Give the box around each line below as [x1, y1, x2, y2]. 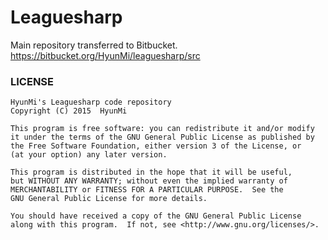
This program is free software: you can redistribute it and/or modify [10, 124, 315, 134]
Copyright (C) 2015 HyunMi [10, 106, 128, 116]
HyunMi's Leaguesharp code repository [10, 97, 172, 108]
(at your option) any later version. [10, 150, 168, 160]
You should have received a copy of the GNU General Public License [10, 211, 302, 221]
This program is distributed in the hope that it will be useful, [10, 167, 293, 178]
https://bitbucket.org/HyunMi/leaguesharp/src [10, 49, 201, 61]
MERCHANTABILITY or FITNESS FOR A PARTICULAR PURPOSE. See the [10, 185, 284, 195]
